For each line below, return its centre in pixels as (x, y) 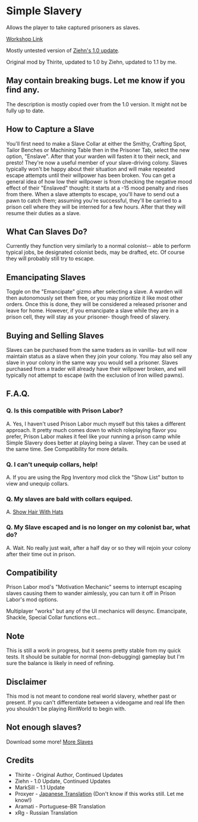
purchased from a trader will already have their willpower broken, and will (96, 369)
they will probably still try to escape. (51, 259)
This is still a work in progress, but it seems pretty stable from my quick (94, 651)
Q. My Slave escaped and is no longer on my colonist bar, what (98, 527)
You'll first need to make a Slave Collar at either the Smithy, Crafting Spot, (96, 143)
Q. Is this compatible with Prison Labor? (65, 411)
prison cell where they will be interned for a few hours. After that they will (96, 207)
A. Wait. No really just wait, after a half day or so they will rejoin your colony (99, 547)
